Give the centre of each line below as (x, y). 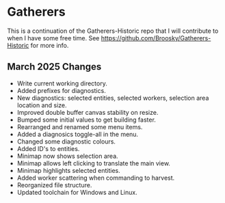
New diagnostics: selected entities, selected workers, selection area (113, 98)
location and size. (42, 105)
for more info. (50, 45)
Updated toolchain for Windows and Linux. (77, 192)
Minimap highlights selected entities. (69, 170)
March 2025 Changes (54, 67)
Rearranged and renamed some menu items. (80, 126)
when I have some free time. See (53, 38)
